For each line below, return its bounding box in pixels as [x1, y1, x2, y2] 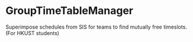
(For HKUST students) [5, 29, 60, 36]
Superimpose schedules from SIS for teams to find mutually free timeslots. [5, 23, 188, 30]
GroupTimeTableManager [5, 4, 134, 17]
